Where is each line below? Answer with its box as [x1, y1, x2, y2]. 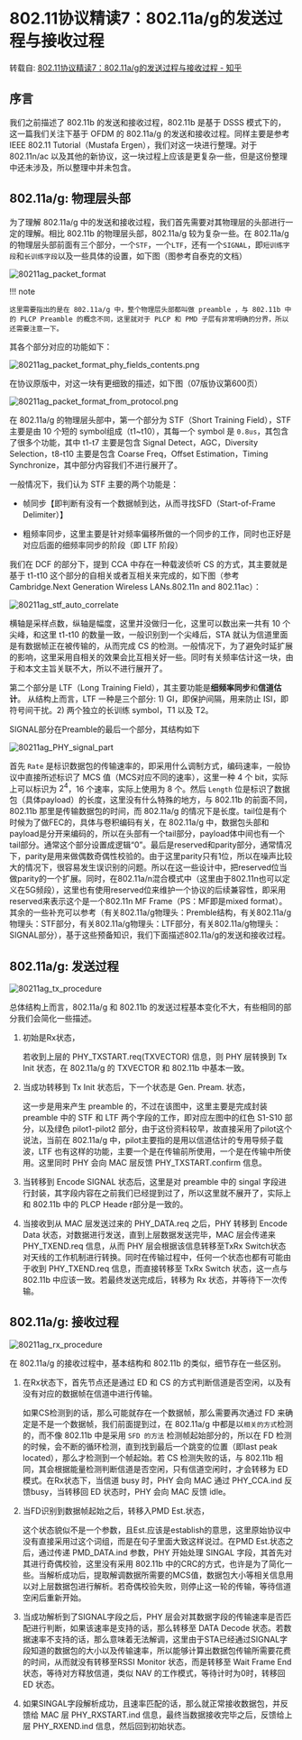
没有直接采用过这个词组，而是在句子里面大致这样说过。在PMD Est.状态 [22, 1535, 286, 1546]
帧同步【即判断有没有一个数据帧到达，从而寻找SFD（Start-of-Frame [22, 498, 276, 508]
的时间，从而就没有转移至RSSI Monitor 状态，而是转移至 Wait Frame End [22, 1656, 292, 1667]
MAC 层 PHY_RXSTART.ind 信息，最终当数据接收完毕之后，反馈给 [40, 1709, 285, 1720]
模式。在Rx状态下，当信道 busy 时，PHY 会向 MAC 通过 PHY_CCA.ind [22, 1475, 282, 1486]
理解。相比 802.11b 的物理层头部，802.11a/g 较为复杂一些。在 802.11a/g [24, 227, 290, 239]
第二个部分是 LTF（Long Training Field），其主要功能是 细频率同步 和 [9, 682, 259, 692]
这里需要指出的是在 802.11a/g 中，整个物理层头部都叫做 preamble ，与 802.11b [9, 305, 281, 314]
